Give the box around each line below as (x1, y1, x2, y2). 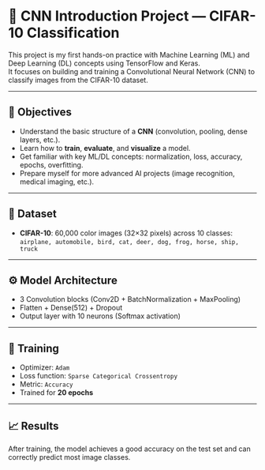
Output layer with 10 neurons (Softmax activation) (19, 311, 181, 321)
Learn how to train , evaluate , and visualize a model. (19, 143, 191, 152)
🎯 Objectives (8, 106, 73, 119)
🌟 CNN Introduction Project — (8, 7, 207, 25)
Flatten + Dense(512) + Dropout (19, 303, 123, 313)
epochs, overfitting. (19, 160, 84, 169)
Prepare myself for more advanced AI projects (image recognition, (19, 168, 235, 178)
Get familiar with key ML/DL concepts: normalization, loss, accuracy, (19, 152, 243, 161)
